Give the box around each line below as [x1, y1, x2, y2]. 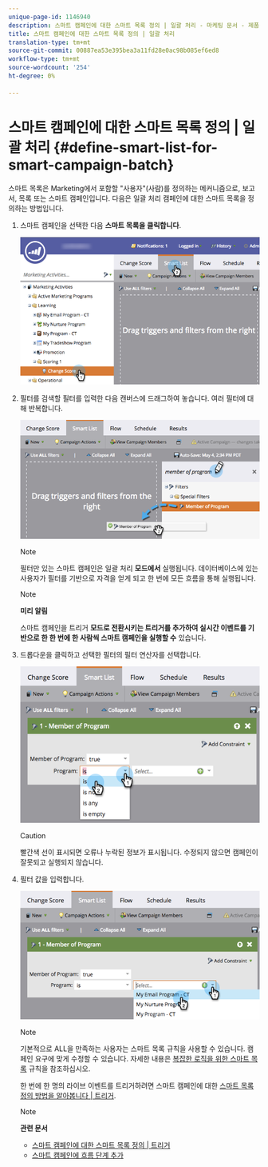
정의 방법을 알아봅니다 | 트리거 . [19, 1090, 116, 1100]
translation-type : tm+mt [8, 38, 91, 46]
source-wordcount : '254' [8, 64, 91, 72]
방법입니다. [29, 203, 65, 213]
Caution [19, 831, 46, 841]
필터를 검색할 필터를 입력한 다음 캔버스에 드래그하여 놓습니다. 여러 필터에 [19, 394, 246, 403]
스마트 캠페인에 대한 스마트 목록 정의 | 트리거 [31, 1140, 171, 1149]
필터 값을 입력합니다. [19, 874, 85, 884]
